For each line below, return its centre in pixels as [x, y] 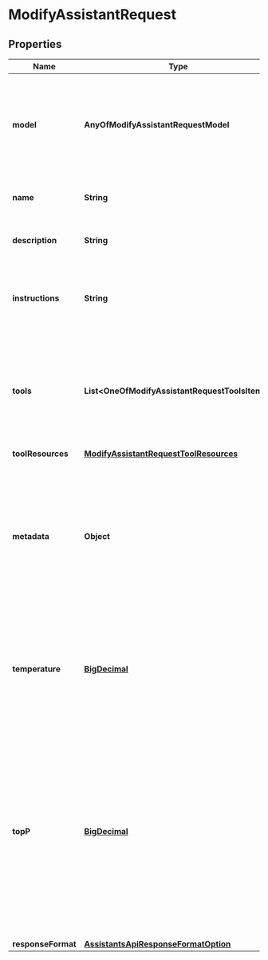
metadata [31, 536]
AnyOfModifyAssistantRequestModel [157, 125]
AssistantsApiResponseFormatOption [158, 944]
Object [97, 536]
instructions [36, 298]
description [35, 240]
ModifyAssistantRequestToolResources [161, 454]
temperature [37, 669]
